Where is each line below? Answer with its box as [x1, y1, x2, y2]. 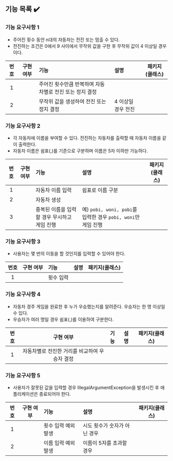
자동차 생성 [36, 196, 61, 203]
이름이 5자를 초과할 [82, 439, 127, 446]
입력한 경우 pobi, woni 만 [82, 213, 140, 220]
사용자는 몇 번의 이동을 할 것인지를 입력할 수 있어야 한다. [12, 251, 126, 257]
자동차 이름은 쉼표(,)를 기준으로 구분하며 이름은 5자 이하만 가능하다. [12, 147, 148, 154]
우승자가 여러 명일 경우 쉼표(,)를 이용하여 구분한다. [12, 316, 114, 322]
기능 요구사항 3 [5, 238, 41, 245]
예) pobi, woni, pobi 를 [82, 206, 137, 213]
